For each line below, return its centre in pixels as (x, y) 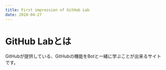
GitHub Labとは (38, 41)
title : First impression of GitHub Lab (47, 10)
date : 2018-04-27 (24, 15)
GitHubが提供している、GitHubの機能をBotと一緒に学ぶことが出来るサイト (83, 56)
